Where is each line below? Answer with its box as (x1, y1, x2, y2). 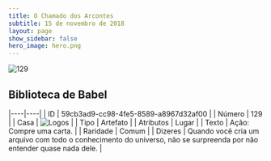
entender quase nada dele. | (8, 143, 103, 153)
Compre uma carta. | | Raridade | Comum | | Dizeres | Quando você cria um (8, 126, 260, 136)
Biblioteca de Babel (8, 87, 108, 101)
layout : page (8, 27, 53, 35)
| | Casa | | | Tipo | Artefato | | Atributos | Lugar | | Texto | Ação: (8, 117, 249, 127)
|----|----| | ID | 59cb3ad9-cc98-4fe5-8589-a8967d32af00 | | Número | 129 (8, 108, 263, 118)
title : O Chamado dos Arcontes (8, 11, 114, 20)
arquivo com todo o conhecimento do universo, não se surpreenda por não (8, 134, 259, 144)
